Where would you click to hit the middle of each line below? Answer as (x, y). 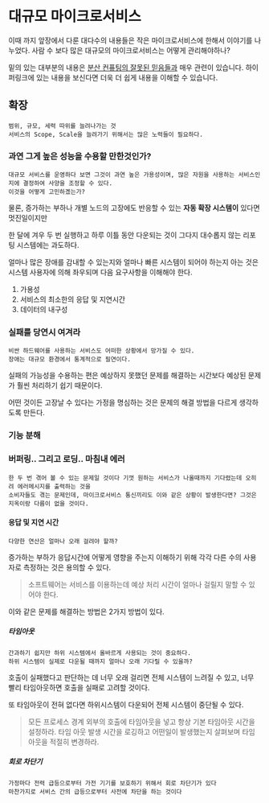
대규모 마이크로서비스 (75, 16)
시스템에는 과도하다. (48, 245)
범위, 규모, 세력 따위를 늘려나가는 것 (62, 126)
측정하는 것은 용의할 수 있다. (67, 567)
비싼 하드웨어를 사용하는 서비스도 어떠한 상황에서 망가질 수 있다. (102, 351)
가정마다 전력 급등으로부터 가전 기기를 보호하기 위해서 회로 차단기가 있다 (112, 783)
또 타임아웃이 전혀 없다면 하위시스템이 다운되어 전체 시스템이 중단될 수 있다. (126, 704)
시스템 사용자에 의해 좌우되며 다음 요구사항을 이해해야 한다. (100, 272)
